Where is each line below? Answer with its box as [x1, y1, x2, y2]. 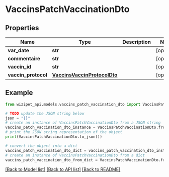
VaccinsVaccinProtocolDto [52, 71, 118, 78]
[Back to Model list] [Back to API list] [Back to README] [5, 166, 121, 172]
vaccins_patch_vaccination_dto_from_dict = [5, 157, 98, 162]
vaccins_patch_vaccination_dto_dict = [5, 148, 87, 153]
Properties [5, 24, 39, 32]
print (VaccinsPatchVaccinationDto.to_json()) [5, 134, 102, 139]
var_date [8, 47, 29, 54]
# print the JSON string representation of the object [5, 130, 123, 135]
